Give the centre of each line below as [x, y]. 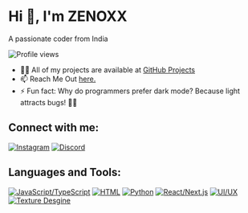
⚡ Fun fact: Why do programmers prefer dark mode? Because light [130, 91]
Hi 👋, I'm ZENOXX [68, 16]
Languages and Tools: [65, 172]
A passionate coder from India [58, 39]
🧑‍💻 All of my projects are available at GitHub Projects [107, 70]
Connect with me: [54, 128]
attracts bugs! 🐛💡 [49, 102]
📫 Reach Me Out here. [58, 79]
